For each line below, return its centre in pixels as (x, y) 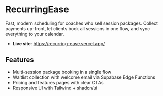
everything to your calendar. (35, 34)
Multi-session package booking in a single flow (62, 72)
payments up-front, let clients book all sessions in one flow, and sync (78, 28)
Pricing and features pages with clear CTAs (58, 82)
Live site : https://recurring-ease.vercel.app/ (59, 43)
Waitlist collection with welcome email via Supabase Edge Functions (84, 77)
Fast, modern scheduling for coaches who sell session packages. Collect (82, 23)
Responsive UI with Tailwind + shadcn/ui (55, 88)
